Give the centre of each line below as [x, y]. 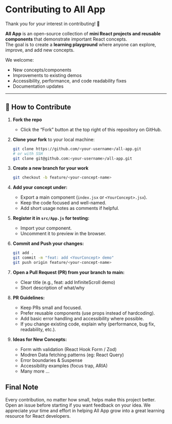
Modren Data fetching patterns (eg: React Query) [72, 355]
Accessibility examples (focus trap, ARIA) [64, 365]
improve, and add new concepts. [40, 50]
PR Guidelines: [29, 297]
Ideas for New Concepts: [40, 339]
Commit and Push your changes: [48, 244]
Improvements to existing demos [47, 75]
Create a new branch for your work [50, 168]
